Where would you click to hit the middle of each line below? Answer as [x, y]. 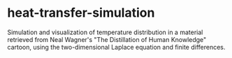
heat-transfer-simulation [81, 13]
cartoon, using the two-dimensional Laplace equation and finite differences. [116, 47]
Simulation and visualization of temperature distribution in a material [105, 32]
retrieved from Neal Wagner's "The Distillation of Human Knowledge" [107, 39]
